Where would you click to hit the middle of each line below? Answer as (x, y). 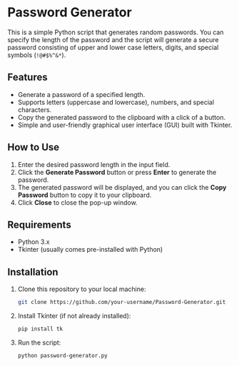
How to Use (34, 147)
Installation (33, 272)
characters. (35, 110)
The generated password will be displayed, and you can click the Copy (122, 187)
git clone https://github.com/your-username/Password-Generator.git (122, 303)
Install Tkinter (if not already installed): (74, 316)
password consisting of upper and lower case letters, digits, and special (113, 47)
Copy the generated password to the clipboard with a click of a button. (122, 117)
